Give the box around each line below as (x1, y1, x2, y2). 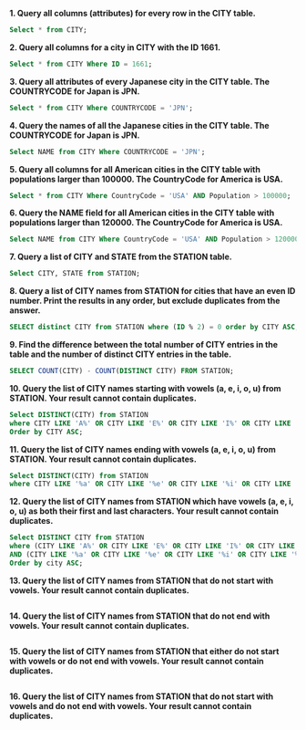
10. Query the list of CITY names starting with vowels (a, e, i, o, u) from (9, 382, 281, 393)
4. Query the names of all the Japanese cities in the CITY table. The (9, 120, 270, 130)
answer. (9, 305, 41, 316)
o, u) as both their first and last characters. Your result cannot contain (9, 506, 280, 516)
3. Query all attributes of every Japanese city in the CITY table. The (9, 76, 270, 87)
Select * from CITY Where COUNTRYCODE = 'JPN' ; (9, 103, 194, 112)
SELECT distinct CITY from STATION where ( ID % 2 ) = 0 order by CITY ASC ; (9, 323, 300, 332)
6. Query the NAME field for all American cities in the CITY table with (9, 207, 275, 218)
